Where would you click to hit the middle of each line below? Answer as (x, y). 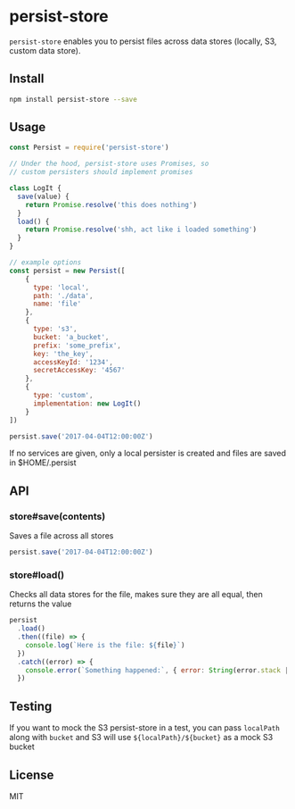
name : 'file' (57, 304)
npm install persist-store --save (74, 99)
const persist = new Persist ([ (67, 271)
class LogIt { (36, 188)
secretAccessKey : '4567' (79, 371)
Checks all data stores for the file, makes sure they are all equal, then (136, 595)
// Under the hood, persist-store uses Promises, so (109, 164)
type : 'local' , (61, 288)
